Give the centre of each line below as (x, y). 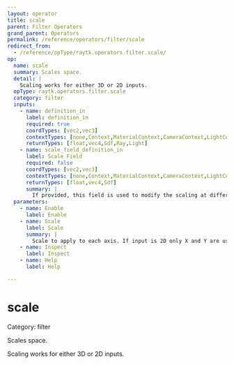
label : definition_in (57, 117)
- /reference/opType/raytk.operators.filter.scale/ (90, 53)
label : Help (43, 267)
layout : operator (32, 14)
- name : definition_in (53, 111)
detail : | (28, 79)
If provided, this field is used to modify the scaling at (120, 195)
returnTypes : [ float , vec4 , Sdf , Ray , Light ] (87, 144)
